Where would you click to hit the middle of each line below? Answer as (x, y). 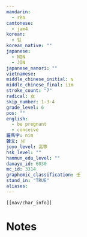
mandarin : (19, 12)
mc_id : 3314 (21, 169)
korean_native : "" (29, 46)
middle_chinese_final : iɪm (40, 85)
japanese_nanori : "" (32, 68)
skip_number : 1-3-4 (31, 102)
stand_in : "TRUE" (28, 181)
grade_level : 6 (25, 107)
